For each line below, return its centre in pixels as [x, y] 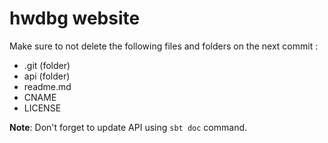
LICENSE [42, 108]
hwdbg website [75, 18]
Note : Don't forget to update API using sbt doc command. [128, 127]
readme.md [47, 86]
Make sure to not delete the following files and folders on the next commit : [164, 46]
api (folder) [47, 76]
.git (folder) [47, 65]
